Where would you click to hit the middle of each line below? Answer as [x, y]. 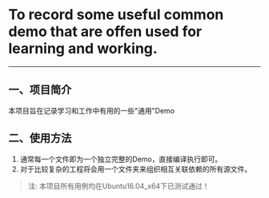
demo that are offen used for [105, 32]
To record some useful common [116, 15]
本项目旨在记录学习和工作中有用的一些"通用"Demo [91, 110]
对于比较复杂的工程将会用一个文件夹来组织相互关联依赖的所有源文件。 [136, 168]
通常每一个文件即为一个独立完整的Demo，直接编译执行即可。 [121, 159]
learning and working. [83, 49]
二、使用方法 [40, 139]
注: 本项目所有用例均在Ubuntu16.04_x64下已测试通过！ [118, 186]
